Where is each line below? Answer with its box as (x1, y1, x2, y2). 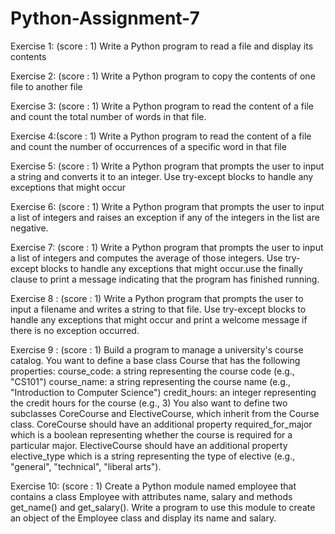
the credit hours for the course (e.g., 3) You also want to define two (10, 397, 288, 409)
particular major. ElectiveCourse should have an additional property (10, 439, 288, 451)
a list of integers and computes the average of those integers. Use (10, 252, 283, 264)
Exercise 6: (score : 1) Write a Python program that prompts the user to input (10, 200, 325, 212)
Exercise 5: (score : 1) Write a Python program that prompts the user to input (10, 160, 325, 172)
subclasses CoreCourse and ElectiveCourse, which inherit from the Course (10, 407, 320, 419)
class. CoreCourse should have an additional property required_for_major (10, 418, 313, 430)
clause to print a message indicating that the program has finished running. (10, 273, 320, 285)
